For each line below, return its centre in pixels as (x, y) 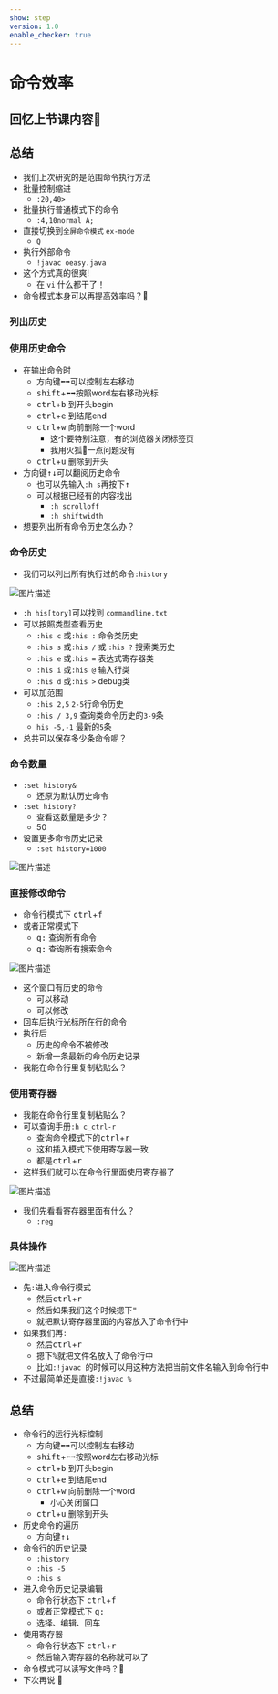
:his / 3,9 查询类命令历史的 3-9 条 (100, 715)
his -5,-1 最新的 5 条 (74, 727)
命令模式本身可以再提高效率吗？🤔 (85, 295)
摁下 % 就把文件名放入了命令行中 (95, 1356)
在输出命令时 (46, 370)
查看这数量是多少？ (72, 816)
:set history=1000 (71, 849)
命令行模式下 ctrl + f (62, 914)
